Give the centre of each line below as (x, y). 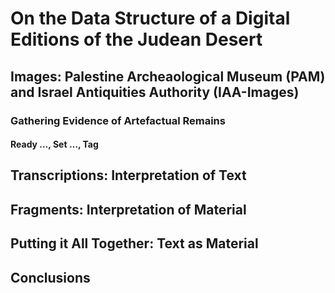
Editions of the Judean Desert (136, 39)
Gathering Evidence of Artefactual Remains (118, 120)
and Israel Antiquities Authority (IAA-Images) (155, 92)
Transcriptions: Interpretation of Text (128, 175)
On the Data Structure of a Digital (150, 18)
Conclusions (50, 277)
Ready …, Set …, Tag (54, 144)
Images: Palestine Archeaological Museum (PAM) (168, 76)
